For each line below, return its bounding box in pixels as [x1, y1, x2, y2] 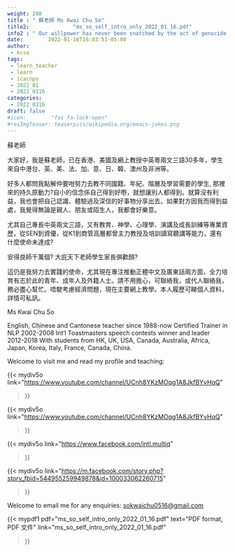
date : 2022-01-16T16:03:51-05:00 [7, 36, 127, 43]
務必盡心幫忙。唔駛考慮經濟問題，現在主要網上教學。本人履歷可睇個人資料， [7, 284, 228, 293]
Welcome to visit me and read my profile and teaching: [7, 357, 165, 365]
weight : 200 [7, 10, 42, 17]
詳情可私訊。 [7, 293, 44, 302]
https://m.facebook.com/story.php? [61, 466, 164, 475]
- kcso [10, 50, 30, 57]
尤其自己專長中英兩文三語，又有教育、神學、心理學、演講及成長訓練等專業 [7, 220, 222, 228]
